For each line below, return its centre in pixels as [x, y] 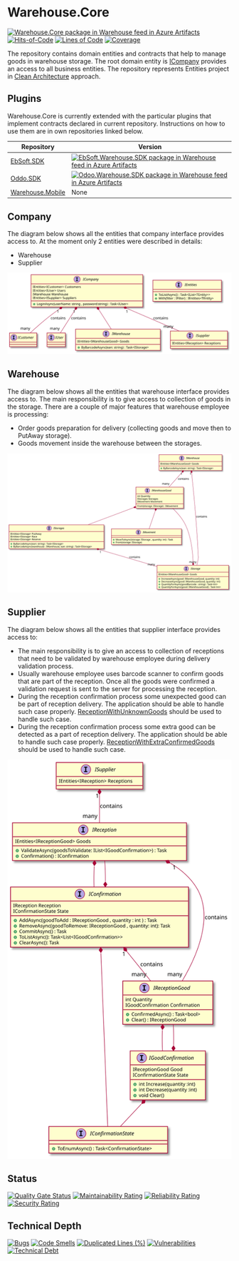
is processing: [28, 414]
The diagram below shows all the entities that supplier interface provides [114, 629]
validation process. [46, 666]
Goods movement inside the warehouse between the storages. [110, 443]
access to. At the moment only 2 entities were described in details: [105, 241]
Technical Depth [44, 1226]
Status [22, 1179]
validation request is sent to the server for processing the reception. [117, 688]
